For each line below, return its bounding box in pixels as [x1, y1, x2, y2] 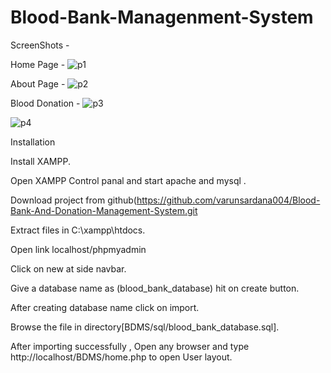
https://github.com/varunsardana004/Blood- [136, 194, 321, 206]
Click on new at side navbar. [10, 262, 127, 275]
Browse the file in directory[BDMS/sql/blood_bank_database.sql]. [10, 321, 280, 333]
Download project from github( [10, 194, 137, 206]
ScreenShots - [10, 39, 70, 51]
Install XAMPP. [10, 155, 71, 167]
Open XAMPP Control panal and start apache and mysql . [10, 174, 247, 186]
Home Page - [10, 58, 66, 70]
